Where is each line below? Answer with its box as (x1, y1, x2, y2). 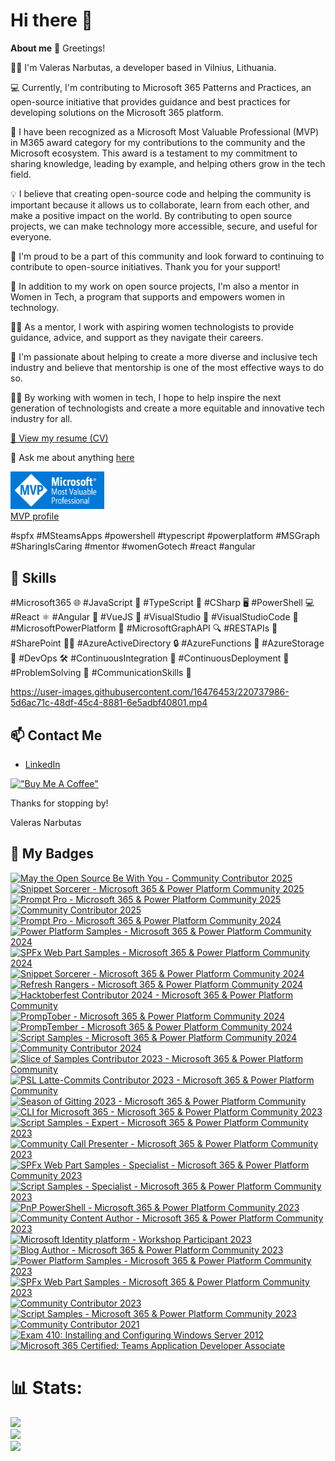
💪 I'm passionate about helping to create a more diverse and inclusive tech (10, 350, 318, 363)
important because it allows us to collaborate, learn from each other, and (10, 199, 310, 211)
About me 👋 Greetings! (10, 42, 106, 54)
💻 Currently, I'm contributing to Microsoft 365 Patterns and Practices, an (10, 81, 312, 93)
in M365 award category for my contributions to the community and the (10, 136, 306, 148)
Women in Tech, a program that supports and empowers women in (10, 290, 286, 303)
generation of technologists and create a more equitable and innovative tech (10, 402, 325, 414)
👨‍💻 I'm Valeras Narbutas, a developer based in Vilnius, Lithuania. (10, 61, 277, 73)
